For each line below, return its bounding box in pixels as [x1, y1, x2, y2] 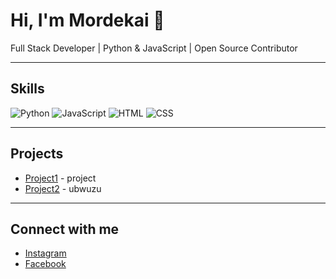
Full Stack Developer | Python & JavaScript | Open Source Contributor [10, 42, 298, 54]
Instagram [24, 247, 67, 259]
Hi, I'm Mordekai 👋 [10, 9, 165, 32]
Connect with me [10, 220, 120, 238]
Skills [10, 80, 45, 98]
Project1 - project [24, 172, 97, 184]
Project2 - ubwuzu [24, 182, 102, 194]
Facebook [24, 258, 67, 270]
